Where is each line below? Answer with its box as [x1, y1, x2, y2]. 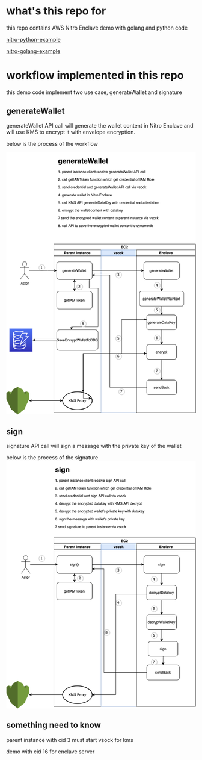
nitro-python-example [6, 36, 61, 43]
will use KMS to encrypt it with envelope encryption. [6, 128, 135, 135]
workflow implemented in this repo [6, 69, 184, 83]
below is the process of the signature [6, 453, 99, 461]
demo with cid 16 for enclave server [6, 748, 95, 755]
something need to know [6, 720, 101, 730]
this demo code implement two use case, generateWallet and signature [6, 89, 182, 96]
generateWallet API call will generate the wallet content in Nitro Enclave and [6, 122, 194, 129]
